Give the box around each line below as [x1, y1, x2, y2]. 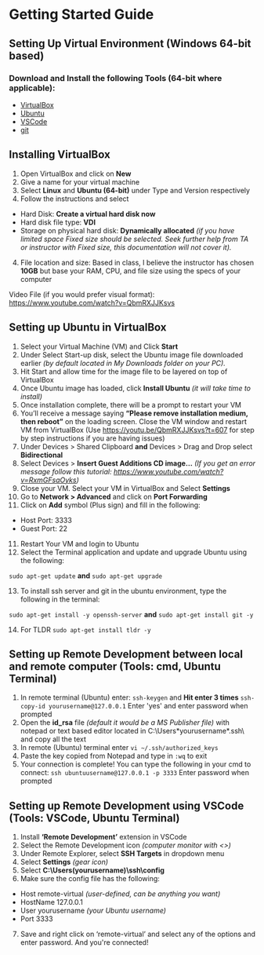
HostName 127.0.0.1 [20, 898, 83, 907]
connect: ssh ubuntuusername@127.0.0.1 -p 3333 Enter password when [20, 768, 250, 778]
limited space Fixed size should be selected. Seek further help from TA [20, 234, 249, 243]
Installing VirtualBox [9, 148, 110, 162]
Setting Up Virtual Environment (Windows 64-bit [9, 37, 251, 50]
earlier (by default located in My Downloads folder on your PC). [20, 358, 226, 368]
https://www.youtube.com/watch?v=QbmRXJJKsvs [9, 298, 175, 307]
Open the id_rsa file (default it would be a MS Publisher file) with [20, 718, 230, 727]
